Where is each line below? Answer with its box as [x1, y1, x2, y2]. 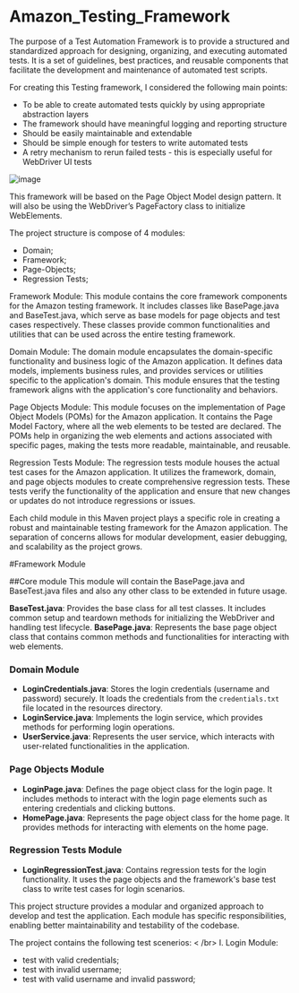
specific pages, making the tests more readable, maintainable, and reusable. [9, 439, 291, 450]
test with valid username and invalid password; [21, 973, 196, 984]
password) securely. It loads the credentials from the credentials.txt [21, 693, 280, 704]
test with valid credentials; [21, 954, 119, 965]
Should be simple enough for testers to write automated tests [21, 137, 249, 148]
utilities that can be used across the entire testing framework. [9, 329, 235, 340]
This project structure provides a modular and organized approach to [9, 901, 264, 911]
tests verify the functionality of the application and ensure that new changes [9, 486, 291, 496]
